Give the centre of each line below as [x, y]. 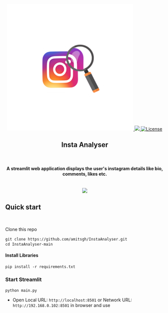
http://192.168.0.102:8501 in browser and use [61, 305]
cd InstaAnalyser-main [29, 244]
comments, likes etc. [85, 174]
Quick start [23, 207]
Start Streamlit [23, 279]
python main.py [21, 291]
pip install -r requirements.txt [40, 267]
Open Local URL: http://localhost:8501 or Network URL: [72, 300]
